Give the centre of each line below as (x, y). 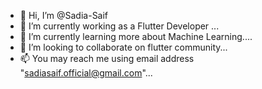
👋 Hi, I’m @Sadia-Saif (64, 15)
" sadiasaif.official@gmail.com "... (86, 73)
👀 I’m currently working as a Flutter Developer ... (119, 26)
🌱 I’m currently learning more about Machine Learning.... (136, 36)
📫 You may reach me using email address (107, 58)
